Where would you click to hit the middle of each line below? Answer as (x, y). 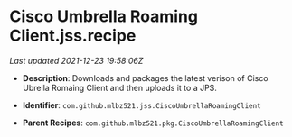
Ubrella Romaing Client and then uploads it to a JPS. (119, 87)
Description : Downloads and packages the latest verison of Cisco (145, 78)
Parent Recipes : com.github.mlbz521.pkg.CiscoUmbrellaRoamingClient (153, 123)
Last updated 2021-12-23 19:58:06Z (76, 60)
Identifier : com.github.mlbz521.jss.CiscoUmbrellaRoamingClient (141, 105)
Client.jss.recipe (73, 36)
